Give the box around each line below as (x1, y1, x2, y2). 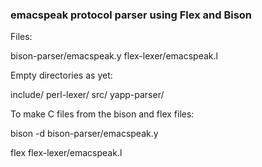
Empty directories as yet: (10, 69, 113, 82)
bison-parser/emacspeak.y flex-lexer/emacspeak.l (10, 50, 218, 62)
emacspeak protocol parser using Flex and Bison (10, 8, 253, 22)
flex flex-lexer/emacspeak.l (10, 147, 123, 159)
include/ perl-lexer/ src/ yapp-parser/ (10, 89, 165, 101)
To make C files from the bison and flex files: (10, 108, 195, 120)
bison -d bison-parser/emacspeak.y (10, 128, 159, 140)
